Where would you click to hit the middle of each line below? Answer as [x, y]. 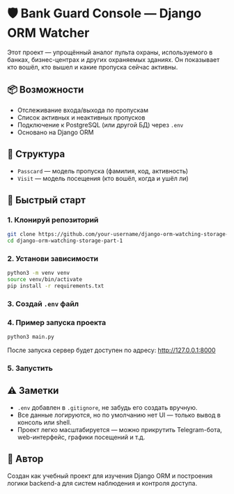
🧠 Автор [25, 459]
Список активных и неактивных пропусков [81, 117]
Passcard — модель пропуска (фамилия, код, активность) [103, 170]
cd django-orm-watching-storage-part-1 [65, 241]
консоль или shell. [44, 422]
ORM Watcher [48, 33]
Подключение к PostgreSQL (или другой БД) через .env [100, 125]
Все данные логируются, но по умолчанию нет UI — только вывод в [119, 415]
